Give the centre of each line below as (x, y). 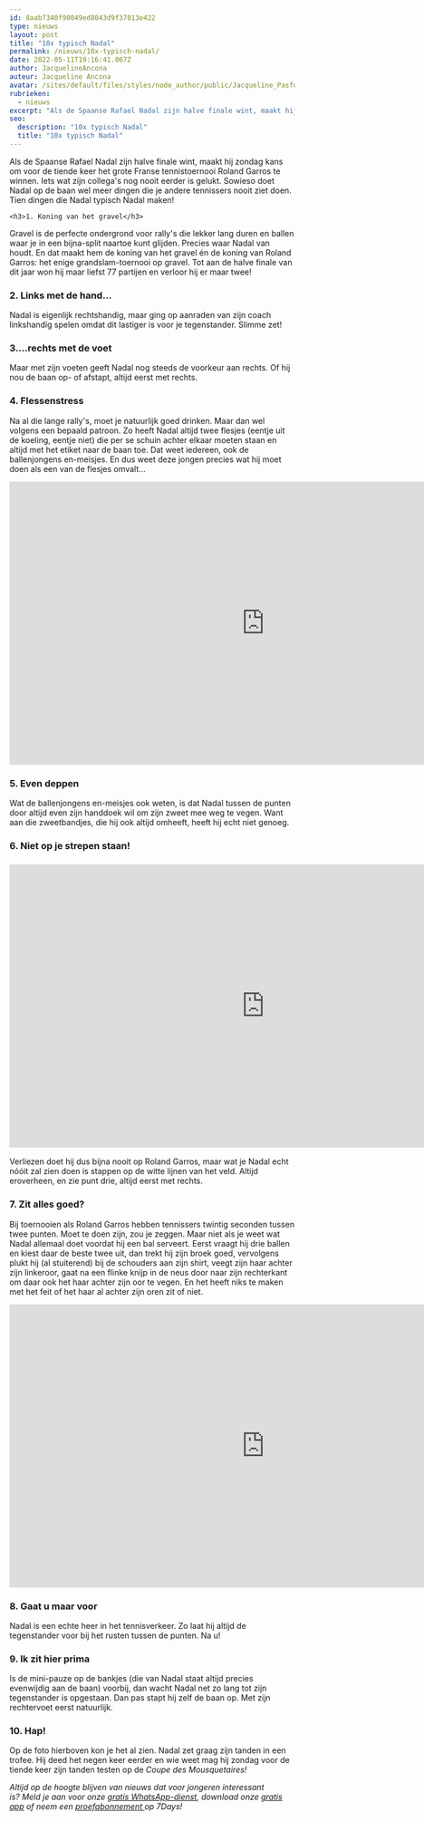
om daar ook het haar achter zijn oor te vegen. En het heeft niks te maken (146, 1282)
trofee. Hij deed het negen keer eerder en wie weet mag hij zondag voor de (149, 1760)
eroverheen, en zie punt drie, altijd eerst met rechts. (106, 1181)
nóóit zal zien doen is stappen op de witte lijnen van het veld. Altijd (134, 1171)
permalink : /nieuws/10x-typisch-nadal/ (85, 52)
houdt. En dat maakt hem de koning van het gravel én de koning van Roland (150, 252)
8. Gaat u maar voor (53, 1606)
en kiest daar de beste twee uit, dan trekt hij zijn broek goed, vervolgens (144, 1253)
